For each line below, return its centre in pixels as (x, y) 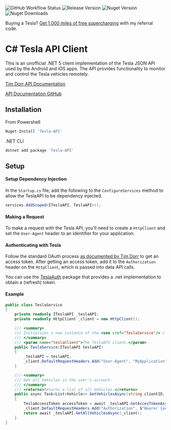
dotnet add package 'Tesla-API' (39, 150)
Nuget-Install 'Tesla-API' (34, 131)
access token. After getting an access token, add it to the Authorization (81, 262)
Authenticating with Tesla (33, 245)
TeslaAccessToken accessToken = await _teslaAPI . (77, 404)
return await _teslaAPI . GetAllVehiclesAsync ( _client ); (83, 413)
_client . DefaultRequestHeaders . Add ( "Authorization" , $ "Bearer (91, 409)
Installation (23, 110)
